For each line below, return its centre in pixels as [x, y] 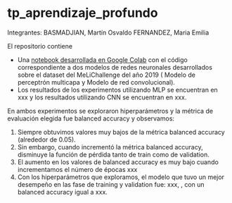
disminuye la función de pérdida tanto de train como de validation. [113, 154]
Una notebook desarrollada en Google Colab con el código [102, 60]
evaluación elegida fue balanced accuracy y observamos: [91, 118]
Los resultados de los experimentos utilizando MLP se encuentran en [117, 90]
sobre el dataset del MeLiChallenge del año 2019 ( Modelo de [106, 75]
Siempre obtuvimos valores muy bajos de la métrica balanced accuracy [121, 132]
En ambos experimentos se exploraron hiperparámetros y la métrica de [110, 111]
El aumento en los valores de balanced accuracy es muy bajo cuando [118, 162]
